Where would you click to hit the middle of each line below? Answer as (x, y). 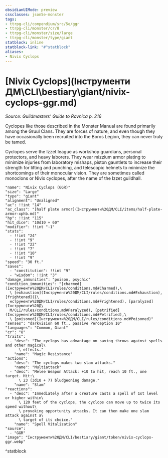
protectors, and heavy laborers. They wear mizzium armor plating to (75, 157)
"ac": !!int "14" (23, 205)
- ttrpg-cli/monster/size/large (39, 33)
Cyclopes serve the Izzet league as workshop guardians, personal (73, 152)
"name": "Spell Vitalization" (46, 424)
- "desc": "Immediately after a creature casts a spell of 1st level (84, 394)
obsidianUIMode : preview (31, 10)
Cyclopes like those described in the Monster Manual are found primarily (80, 126)
